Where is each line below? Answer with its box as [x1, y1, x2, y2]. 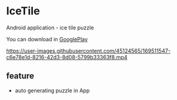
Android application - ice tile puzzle [6, 24, 94, 31]
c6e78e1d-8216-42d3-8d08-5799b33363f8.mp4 [6, 53, 128, 60]
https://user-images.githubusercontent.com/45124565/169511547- [6, 47, 171, 54]
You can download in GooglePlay [6, 35, 88, 43]
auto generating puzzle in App [14, 87, 90, 94]
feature [6, 71, 35, 81]
